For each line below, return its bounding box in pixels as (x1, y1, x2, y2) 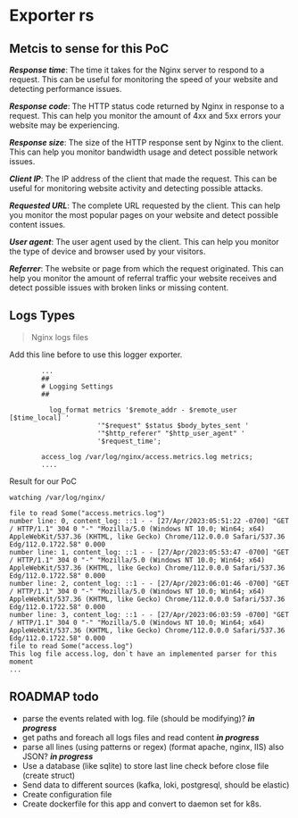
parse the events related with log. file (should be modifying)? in (21, 713, 256, 723)
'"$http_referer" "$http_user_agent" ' (96, 429, 245, 438)
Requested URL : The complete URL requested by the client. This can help (9, 200, 281, 211)
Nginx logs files (30, 331, 89, 342)
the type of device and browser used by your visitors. (9, 246, 206, 256)
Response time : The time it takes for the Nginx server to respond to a (9, 64, 265, 75)
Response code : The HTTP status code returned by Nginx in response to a (9, 101, 285, 112)
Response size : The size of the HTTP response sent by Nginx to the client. (9, 138, 284, 147)
